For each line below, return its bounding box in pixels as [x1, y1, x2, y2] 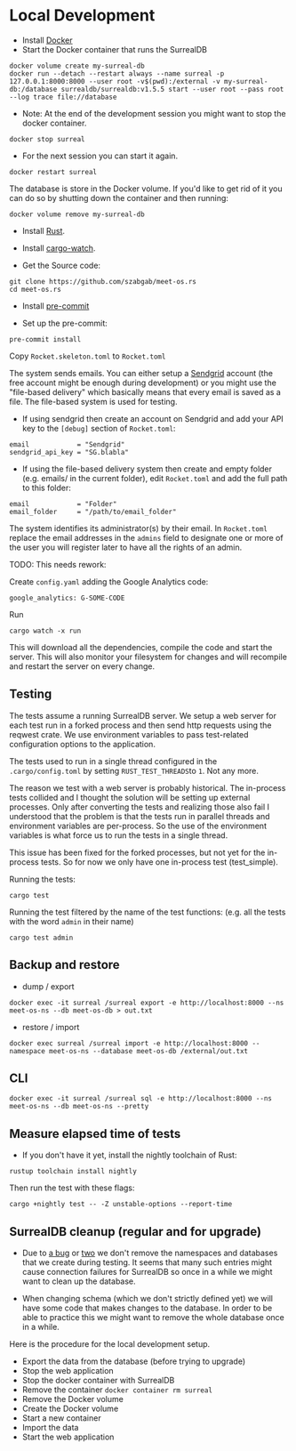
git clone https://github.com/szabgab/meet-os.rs [9, 277, 197, 286]
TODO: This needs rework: [9, 559, 107, 569]
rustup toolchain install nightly [9, 1167, 138, 1176]
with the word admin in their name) [9, 915, 135, 926]
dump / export [21, 980, 75, 992]
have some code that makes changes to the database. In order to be [21, 1302, 273, 1313]
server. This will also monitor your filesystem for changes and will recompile [9, 651, 287, 662]
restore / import [21, 1021, 80, 1032]
